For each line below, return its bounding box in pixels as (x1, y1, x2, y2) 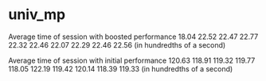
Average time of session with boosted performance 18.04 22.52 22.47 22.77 (8, 32, 259, 41)
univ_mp (8, 6, 66, 24)
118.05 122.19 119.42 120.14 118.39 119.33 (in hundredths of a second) (8, 64, 233, 73)
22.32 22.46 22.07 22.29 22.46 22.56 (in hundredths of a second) (8, 40, 226, 49)
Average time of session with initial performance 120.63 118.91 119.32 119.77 (8, 56, 256, 65)
